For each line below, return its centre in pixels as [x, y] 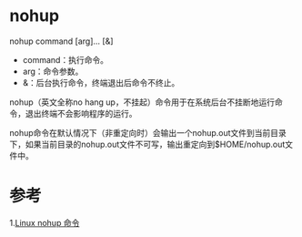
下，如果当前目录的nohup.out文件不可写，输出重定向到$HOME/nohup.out [147, 144]
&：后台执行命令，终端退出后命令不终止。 [101, 82]
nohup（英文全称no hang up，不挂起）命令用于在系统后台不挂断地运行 [142, 102]
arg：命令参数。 [53, 71]
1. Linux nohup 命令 [45, 222]
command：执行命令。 [65, 59]
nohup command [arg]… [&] [61, 41]
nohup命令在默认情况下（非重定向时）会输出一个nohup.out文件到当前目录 [148, 132]
